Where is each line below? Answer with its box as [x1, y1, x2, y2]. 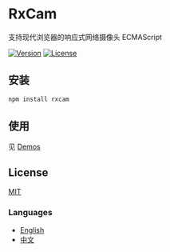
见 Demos [8, 142, 42, 152]
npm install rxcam [8, 95, 69, 103]
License [8, 166, 49, 179]
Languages [8, 207, 53, 218]
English [19, 225, 45, 234]
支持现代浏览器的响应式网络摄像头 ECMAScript [8, 32, 162, 42]
